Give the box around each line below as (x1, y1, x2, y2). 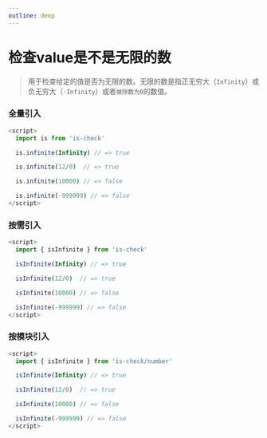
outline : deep (8, 11, 56, 20)
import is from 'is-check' (15, 134, 105, 142)
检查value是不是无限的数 (8, 49, 171, 66)
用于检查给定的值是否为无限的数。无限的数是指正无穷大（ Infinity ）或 (27, 77, 260, 86)
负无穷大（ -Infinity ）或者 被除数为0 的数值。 (27, 86, 171, 96)
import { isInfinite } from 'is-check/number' (15, 357, 173, 365)
